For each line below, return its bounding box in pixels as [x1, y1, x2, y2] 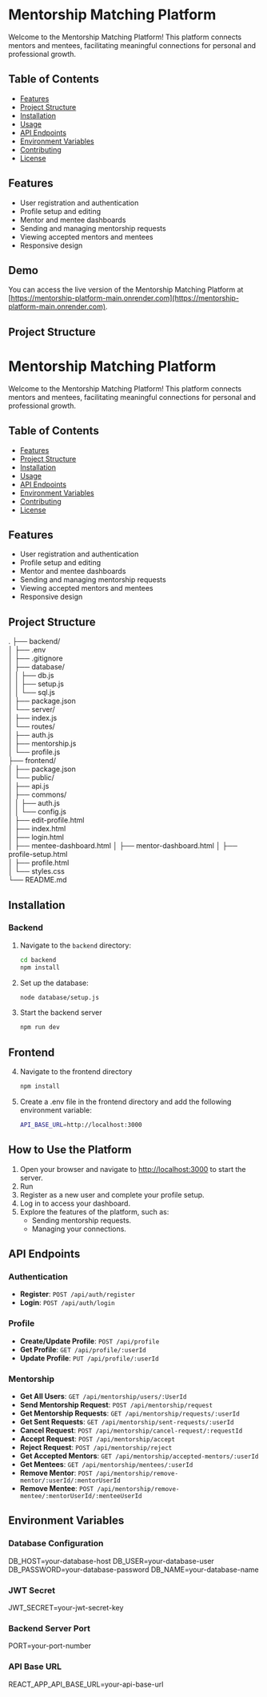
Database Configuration [8, 1537, 104, 1549]
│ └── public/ [8, 773, 54, 782]
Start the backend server [19, 1008, 102, 1017]
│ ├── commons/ [8, 790, 67, 799]
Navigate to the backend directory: [19, 940, 132, 950]
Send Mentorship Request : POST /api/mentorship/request [19, 1400, 213, 1409]
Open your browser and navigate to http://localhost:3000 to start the [19, 1164, 246, 1174]
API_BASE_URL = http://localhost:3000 [19, 1121, 142, 1129]
